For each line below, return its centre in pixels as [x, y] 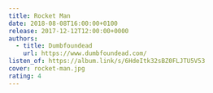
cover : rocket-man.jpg [47, 69]
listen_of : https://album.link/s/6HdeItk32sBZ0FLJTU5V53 [107, 61]
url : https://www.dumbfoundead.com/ [85, 53]
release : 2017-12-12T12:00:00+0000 [69, 31]
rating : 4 [25, 76]
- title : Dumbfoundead [54, 46]
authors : [23, 38]
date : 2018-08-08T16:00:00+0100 [63, 23]
